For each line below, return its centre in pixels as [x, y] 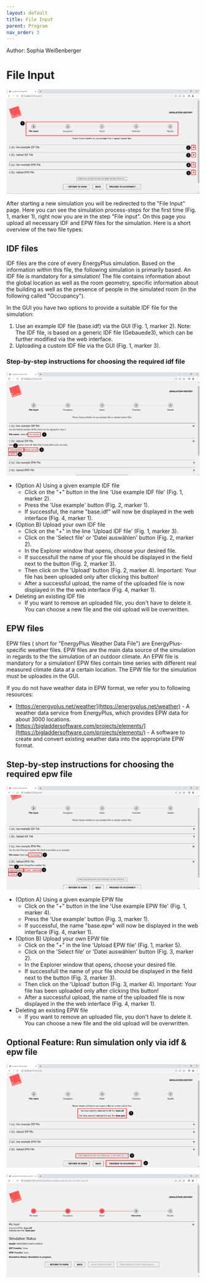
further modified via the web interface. [64, 339]
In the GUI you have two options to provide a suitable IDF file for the [92, 308]
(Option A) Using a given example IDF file [67, 485]
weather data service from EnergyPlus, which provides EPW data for [102, 713]
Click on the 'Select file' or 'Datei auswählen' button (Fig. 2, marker [109, 537]
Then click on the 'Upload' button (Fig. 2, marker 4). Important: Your [110, 570]
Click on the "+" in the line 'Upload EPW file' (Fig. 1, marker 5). [103, 945]
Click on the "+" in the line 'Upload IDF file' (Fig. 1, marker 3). [101, 531]
